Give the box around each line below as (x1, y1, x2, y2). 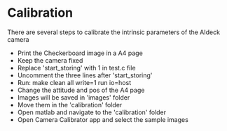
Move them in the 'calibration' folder (17, 100, 123, 109)
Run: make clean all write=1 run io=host (17, 78, 132, 86)
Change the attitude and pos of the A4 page (17, 86, 145, 94)
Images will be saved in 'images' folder (17, 93, 130, 102)
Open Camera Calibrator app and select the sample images (17, 115, 189, 123)
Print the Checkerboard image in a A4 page (17, 49, 144, 57)
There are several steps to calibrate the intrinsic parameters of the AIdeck (7, 28, 221, 36)
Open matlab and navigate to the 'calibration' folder (17, 108, 167, 116)
